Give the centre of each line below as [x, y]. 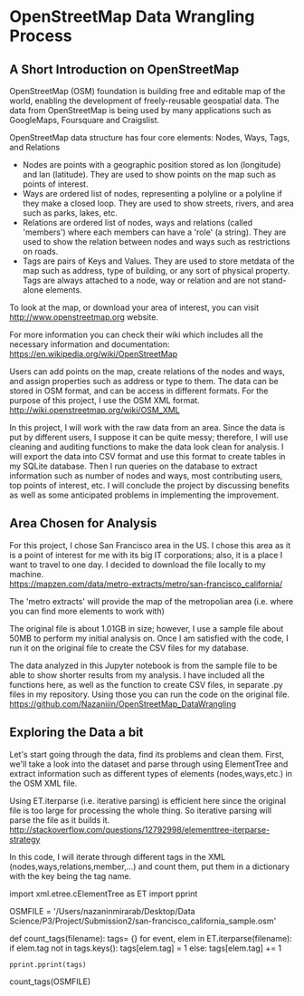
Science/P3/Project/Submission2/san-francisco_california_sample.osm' [143, 921]
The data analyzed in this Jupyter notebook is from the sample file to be [143, 665]
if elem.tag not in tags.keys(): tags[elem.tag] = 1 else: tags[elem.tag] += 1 [146, 948]
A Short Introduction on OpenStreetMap [124, 69]
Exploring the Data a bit [76, 733]
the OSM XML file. [43, 783]
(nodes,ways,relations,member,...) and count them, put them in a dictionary [150, 866]
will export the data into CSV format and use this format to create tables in [147, 456]
